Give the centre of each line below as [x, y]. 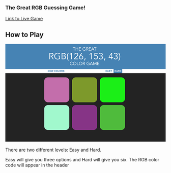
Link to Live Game [24, 19]
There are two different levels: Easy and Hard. [53, 150]
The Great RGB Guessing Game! [45, 8]
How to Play [25, 34]
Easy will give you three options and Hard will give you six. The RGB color [82, 160]
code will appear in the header [37, 165]
